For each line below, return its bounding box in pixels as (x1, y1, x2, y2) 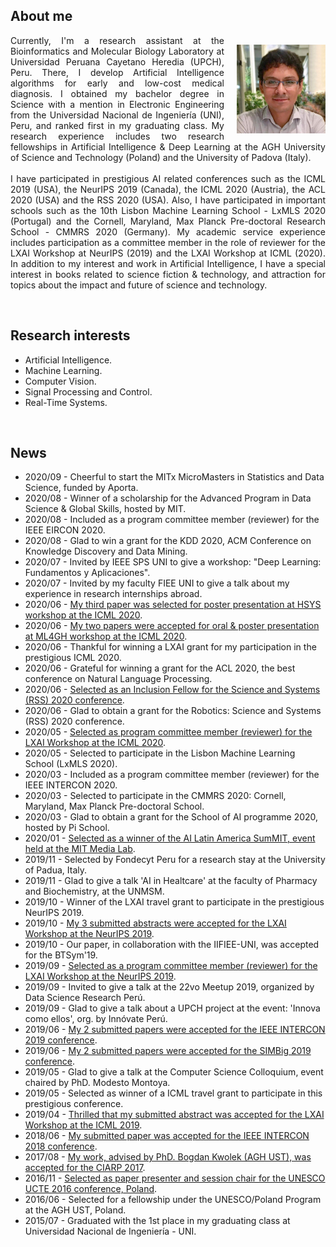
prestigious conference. (24, 1098, 124, 1110)
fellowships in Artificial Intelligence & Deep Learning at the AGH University (10, 140, 326, 153)
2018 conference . (24, 1140, 98, 1153)
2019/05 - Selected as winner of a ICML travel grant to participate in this (24, 1087, 323, 1099)
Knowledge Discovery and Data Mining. (24, 545, 188, 558)
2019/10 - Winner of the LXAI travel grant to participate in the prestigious (24, 896, 325, 908)
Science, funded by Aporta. (24, 482, 139, 494)
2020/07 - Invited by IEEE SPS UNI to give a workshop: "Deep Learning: (24, 556, 322, 568)
